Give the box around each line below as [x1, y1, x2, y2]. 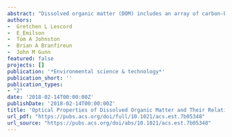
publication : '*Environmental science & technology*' [7, 68, 166, 75]
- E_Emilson [7, 29, 45, 37]
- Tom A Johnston [7, 36, 60, 43]
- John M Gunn [7, 49, 51, 56]
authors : [7, 17, 32, 24]
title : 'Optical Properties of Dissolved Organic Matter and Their [7, 107, 206, 113]
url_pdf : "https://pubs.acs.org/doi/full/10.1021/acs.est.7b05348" [7, 113, 206, 120]
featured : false [7, 55, 54, 62]
